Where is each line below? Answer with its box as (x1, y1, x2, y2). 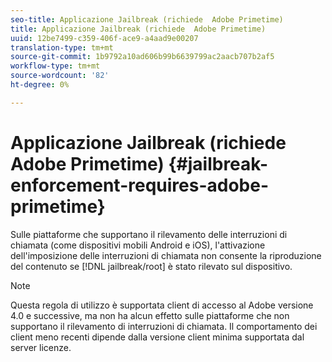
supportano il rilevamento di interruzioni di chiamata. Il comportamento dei (10, 320, 318, 332)
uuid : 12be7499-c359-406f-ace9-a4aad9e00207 (10, 33, 199, 43)
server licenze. (10, 341, 72, 353)
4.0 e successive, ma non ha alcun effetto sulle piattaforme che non (10, 309, 290, 321)
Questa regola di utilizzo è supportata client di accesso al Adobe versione (10, 299, 314, 311)
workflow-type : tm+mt (10, 61, 101, 71)
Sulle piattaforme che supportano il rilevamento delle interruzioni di (10, 228, 288, 240)
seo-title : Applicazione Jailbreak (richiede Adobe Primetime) (10, 14, 284, 25)
